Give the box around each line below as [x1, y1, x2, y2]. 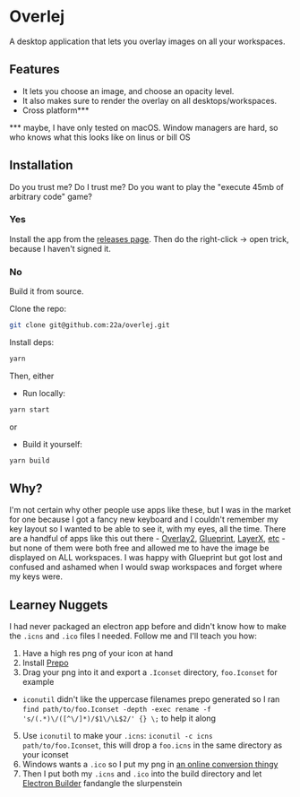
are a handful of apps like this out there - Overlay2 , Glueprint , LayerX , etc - [9, 533, 286, 544]
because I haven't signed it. [9, 243, 112, 254]
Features [9, 62, 60, 77]
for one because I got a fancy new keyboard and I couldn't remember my [9, 514, 279, 525]
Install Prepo [21, 657, 69, 669]
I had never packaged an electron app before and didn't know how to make [9, 621, 287, 632]
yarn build [9, 455, 50, 465]
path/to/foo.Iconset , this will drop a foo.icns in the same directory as [21, 740, 283, 750]
